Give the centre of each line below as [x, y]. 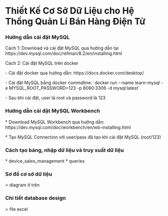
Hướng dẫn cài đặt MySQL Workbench [53, 111]
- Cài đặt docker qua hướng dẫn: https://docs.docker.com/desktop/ [75, 73]
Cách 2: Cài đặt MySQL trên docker [42, 63]
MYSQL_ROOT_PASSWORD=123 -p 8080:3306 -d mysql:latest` [74, 88]
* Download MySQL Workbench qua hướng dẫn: [55, 122]
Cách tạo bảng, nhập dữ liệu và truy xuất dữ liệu [65, 150]
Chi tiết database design [36, 198]
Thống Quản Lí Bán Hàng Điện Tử [75, 21]
